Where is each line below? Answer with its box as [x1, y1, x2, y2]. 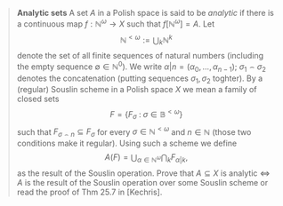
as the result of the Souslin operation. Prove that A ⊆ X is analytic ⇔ [16, 168, 271, 178]
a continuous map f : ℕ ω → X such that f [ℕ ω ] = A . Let [16, 17, 215, 29]
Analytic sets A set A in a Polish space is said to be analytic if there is [16, 8, 275, 18]
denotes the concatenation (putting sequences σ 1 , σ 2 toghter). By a [16, 73, 263, 85]
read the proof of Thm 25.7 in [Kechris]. [16, 186, 163, 198]
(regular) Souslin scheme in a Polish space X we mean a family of [16, 84, 257, 95]
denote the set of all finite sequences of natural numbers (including [16, 51, 264, 61]
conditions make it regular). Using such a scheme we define [16, 138, 238, 149]
